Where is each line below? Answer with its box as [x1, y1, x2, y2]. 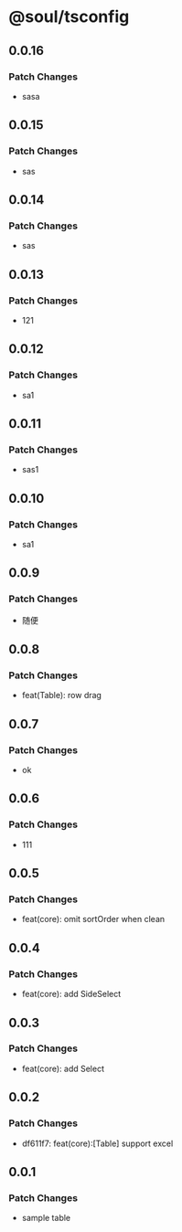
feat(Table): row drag [21, 690, 102, 701]
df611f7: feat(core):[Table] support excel [21, 1138, 174, 1149]
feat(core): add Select [21, 1063, 104, 1074]
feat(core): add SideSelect [21, 989, 122, 1000]
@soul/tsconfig [8, 6, 130, 27]
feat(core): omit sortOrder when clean [21, 914, 166, 925]
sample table [21, 1213, 71, 1224]
